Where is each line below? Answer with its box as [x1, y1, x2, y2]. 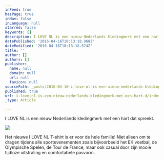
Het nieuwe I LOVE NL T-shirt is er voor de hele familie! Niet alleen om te [5, 134, 151, 140]
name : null [9, 66, 32, 71]
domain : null [9, 71, 36, 76]
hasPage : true [5, 12, 34, 17]
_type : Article [5, 98, 36, 103]
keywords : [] [5, 30, 32, 35]
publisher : [5, 61, 27, 66]
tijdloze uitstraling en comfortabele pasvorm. [5, 150, 95, 156]
